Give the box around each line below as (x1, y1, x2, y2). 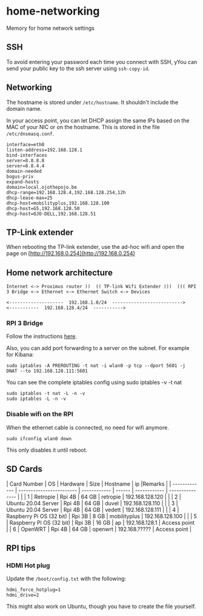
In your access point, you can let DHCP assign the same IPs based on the (6, 117, 190, 124)
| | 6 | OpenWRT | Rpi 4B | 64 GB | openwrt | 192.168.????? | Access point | (6, 525, 192, 533)
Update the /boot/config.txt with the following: (6, 575, 126, 583)
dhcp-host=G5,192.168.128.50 (6, 205, 80, 211)
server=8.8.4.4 (6, 163, 45, 169)
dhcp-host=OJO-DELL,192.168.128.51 (6, 211, 96, 217)
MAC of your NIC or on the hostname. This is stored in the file (6, 123, 161, 130)
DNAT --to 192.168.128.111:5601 (6, 368, 88, 374)
